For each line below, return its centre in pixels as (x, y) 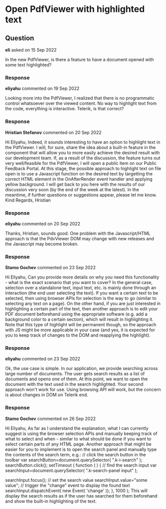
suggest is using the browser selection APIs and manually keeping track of (81, 434)
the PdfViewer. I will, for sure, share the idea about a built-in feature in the (81, 147)
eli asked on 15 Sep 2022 (31, 50)
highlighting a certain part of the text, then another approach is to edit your (82, 309)
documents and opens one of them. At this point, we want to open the (76, 379)
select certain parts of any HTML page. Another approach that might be (78, 444)
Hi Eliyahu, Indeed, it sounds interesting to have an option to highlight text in (83, 142)
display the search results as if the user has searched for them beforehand (81, 496)
